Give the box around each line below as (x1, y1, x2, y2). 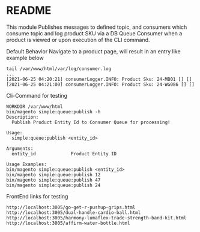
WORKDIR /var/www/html (6, 103, 63, 110)
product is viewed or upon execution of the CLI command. (6, 36, 150, 43)
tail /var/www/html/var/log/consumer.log (6, 65, 112, 72)
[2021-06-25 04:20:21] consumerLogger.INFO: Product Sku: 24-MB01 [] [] (6, 76, 192, 82)
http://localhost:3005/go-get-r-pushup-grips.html (6, 204, 136, 210)
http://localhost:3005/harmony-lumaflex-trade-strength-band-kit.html (6, 215, 187, 221)
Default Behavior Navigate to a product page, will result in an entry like (6, 47, 181, 55)
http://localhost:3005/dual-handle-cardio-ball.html (6, 209, 141, 216)
